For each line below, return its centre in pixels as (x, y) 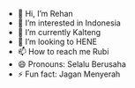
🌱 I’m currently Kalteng (59, 32)
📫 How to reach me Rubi (63, 51)
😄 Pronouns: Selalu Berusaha (71, 64)
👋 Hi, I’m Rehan (45, 14)
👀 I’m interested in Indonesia (69, 23)
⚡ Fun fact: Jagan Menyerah (69, 74)
